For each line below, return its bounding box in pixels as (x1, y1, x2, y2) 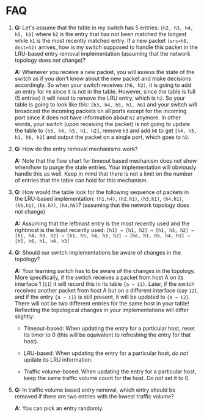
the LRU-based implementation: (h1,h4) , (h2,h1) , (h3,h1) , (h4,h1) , (14, 195, 184, 202)
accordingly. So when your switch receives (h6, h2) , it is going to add (14, 81, 192, 89)
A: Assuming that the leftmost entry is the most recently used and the (14, 220, 190, 227)
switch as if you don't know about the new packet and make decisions (14, 75, 192, 82)
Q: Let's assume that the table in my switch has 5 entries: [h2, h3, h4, (14, 24, 194, 31)
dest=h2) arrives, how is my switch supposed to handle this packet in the (14, 43, 198, 51)
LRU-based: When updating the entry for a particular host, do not (23, 349, 189, 357)
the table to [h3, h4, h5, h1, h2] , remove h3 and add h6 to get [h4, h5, (14, 127, 197, 134)
